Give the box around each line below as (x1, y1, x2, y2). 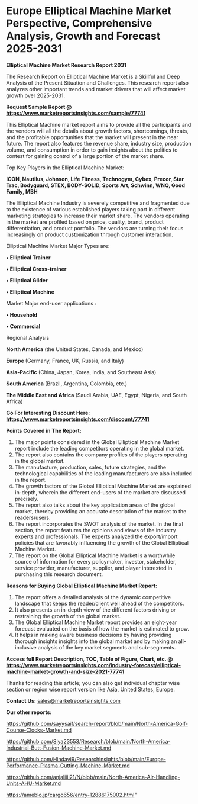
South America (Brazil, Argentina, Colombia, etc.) (6, 380, 128, 387)
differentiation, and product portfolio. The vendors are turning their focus (6, 224, 184, 231)
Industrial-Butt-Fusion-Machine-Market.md (6, 744, 112, 751)
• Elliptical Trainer (6, 253, 51, 261)
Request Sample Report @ (6, 103, 72, 110)
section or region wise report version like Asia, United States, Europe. (6, 686, 176, 693)
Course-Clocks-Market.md (6, 726, 72, 734)
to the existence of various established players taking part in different (6, 205, 176, 213)
